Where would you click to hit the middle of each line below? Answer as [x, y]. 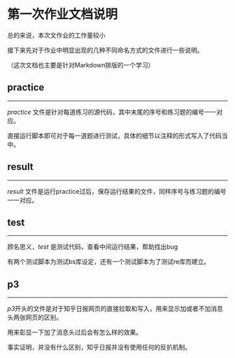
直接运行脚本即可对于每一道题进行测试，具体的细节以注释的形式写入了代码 [114, 135]
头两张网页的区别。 [35, 317]
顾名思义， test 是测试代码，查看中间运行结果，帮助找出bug [93, 247]
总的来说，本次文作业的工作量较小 [56, 35]
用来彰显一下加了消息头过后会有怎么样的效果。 [74, 332]
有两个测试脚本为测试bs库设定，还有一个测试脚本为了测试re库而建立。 [109, 262]
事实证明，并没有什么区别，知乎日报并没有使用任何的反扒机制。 [99, 347]
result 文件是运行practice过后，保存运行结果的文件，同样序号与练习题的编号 [117, 191]
